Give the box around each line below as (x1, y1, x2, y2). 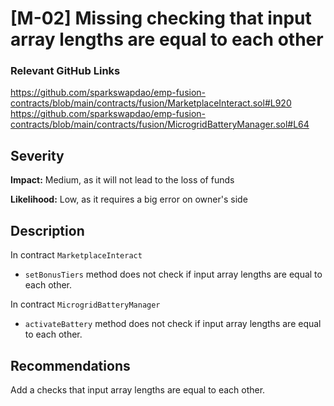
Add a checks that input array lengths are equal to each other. (10, 383, 266, 396)
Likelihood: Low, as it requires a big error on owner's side (10, 193, 248, 206)
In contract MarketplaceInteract (10, 249, 143, 261)
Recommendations (10, 357, 131, 374)
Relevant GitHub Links (10, 64, 121, 78)
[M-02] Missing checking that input (10, 7, 312, 30)
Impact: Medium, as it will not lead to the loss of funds (10, 174, 235, 186)
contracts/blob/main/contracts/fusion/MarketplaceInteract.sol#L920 (10, 97, 292, 109)
